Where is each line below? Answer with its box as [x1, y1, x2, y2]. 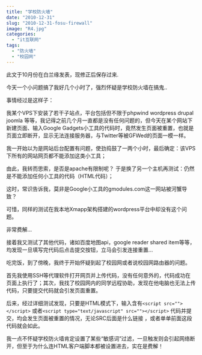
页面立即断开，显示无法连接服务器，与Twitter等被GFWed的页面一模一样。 [6, 132, 189, 139]
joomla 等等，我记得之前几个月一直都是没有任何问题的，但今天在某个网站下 [6, 117, 193, 124]
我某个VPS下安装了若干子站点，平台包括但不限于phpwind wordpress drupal [6, 109, 194, 116]
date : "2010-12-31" [6, 14, 55, 20]
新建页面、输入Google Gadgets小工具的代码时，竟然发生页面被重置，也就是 [6, 124, 194, 131]
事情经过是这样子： [6, 96, 54, 103]
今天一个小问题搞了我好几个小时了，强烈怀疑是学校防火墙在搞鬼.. [6, 84, 168, 91]
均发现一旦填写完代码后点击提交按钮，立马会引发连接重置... [6, 246, 153, 253]
